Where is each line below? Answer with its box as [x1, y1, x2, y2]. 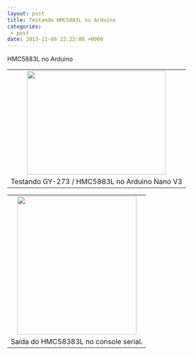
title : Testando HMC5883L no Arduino [7, 17, 116, 24]
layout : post [7, 10, 45, 17]
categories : [7, 23, 42, 30]
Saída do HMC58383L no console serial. [10, 337, 143, 347]
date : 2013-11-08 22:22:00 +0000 [7, 36, 104, 43]
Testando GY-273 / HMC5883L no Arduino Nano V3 [10, 177, 183, 187]
